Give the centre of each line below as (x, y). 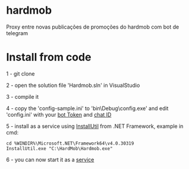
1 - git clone (21, 73)
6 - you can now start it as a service (50, 159)
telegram (17, 33)
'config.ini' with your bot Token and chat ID (59, 114)
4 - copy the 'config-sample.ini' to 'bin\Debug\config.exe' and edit (87, 108)
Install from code (49, 57)
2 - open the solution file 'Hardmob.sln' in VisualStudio (73, 85)
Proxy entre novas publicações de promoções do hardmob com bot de (93, 27)
